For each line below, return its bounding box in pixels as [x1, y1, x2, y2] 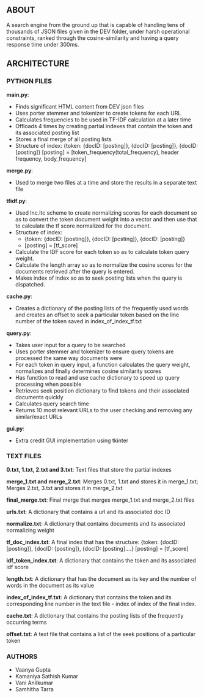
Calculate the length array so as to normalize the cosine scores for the [15, 261, 192, 269]
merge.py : [6, 167, 34, 174]
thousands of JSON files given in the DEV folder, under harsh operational [6, 28, 191, 35]
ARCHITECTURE [6, 58, 70, 69]
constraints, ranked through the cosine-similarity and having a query [6, 34, 179, 42]
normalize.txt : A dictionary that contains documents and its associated [6, 520, 186, 527]
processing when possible [15, 380, 82, 388]
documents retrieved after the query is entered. [15, 267, 135, 275]
